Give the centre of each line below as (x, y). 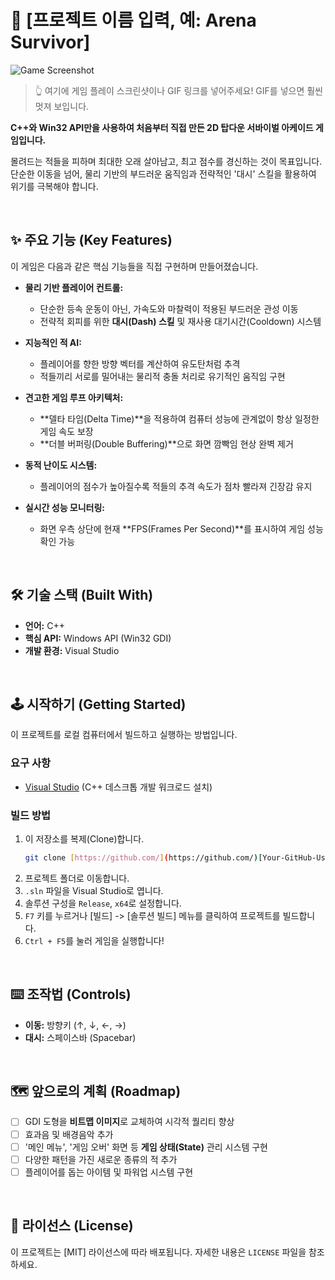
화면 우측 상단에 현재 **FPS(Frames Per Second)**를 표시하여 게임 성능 (181, 528)
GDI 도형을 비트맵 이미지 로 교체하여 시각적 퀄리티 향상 (129, 1122)
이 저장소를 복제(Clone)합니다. (84, 838)
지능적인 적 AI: (53, 342)
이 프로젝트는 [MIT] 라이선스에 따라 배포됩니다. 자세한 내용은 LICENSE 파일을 (158, 1252)
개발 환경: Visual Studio (72, 650)
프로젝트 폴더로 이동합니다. (77, 878)
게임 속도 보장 (66, 431)
